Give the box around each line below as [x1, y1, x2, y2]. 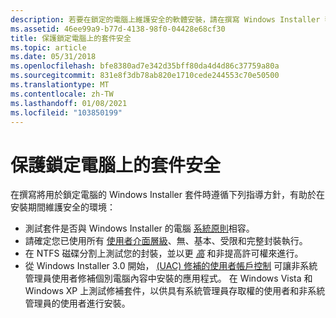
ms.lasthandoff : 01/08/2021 [10, 98, 128, 108]
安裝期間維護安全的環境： [10, 201, 116, 213]
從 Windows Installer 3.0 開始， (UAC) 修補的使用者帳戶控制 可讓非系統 [24, 260, 318, 272]
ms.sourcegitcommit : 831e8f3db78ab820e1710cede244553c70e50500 [10, 71, 280, 81]
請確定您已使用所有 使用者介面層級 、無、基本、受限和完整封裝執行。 [24, 235, 308, 247]
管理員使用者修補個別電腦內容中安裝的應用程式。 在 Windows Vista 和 [24, 272, 313, 285]
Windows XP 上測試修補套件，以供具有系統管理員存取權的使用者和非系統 [24, 285, 326, 297]
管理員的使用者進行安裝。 [24, 297, 131, 310]
